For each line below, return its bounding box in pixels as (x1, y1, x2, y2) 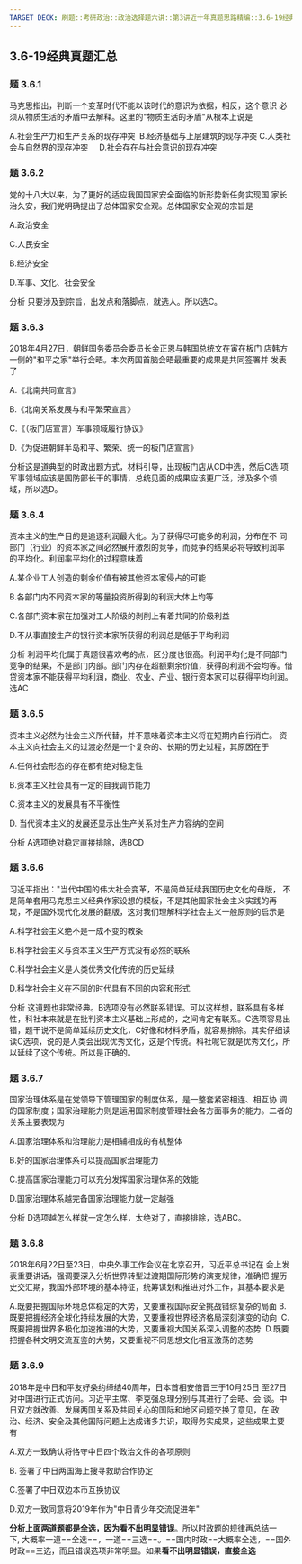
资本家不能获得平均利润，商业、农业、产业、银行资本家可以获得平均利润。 (16, 672, 293, 682)
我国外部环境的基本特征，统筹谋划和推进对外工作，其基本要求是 (48, 1282, 285, 1293)
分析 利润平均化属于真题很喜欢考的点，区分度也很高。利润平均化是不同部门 (9, 649, 288, 660)
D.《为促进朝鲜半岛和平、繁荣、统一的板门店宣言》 (9, 442, 199, 453)
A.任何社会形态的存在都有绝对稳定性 (9, 760, 144, 771)
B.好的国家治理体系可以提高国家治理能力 (9, 1155, 159, 1166)
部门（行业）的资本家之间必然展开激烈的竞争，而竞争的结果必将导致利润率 (9, 542, 285, 553)
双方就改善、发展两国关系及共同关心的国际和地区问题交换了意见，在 (16, 1404, 270, 1415)
